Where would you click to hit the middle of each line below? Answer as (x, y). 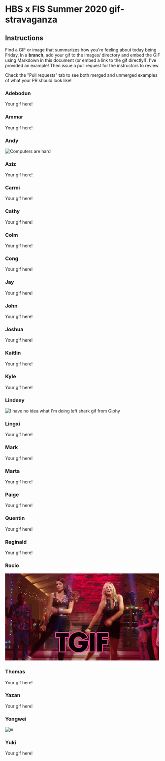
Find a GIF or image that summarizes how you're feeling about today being (81, 50)
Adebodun (18, 93)
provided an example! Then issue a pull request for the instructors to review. (82, 66)
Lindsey (15, 400)
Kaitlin (13, 353)
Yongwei (16, 719)
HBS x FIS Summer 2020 (56, 9)
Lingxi (13, 424)
